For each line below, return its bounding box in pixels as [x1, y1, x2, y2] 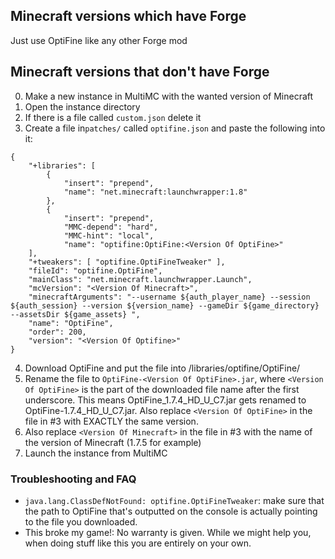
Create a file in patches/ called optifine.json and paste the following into [24, 122, 326, 134]
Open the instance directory [24, 100, 141, 113]
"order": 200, [28, 327, 87, 337]
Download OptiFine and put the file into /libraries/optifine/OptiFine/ [24, 362, 301, 374]
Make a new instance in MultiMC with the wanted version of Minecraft [24, 90, 314, 102]
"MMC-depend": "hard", [63, 222, 159, 232]
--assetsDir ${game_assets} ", [10, 309, 141, 319]
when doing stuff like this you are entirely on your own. [24, 537, 252, 549]
